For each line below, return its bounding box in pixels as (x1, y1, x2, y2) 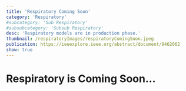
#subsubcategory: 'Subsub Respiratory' (6, 25, 104, 31)
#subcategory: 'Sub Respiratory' (6, 19, 88, 25)
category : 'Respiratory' (6, 14, 67, 20)
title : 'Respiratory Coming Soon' (6, 8, 91, 15)
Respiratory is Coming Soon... (6, 72, 156, 85)
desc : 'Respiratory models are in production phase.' (6, 31, 141, 36)
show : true (6, 47, 33, 53)
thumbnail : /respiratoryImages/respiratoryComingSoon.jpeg (6, 36, 154, 42)
